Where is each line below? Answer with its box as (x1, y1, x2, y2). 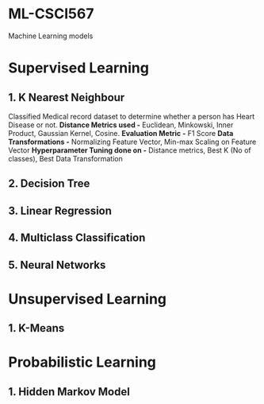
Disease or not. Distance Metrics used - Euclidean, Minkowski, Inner (8, 120, 234, 130)
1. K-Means (8, 321, 65, 335)
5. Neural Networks (8, 258, 106, 271)
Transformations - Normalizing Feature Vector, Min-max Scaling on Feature (8, 137, 257, 146)
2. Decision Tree (8, 177, 90, 191)
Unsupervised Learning (8, 289, 167, 308)
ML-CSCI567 (8, 5, 94, 23)
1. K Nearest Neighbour (8, 91, 125, 104)
